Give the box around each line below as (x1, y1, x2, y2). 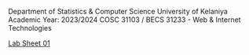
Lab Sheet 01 (8, 38, 50, 48)
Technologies (8, 24, 53, 32)
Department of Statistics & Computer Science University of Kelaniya (8, 7, 228, 16)
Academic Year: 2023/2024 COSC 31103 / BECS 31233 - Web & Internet (8, 15, 241, 24)
